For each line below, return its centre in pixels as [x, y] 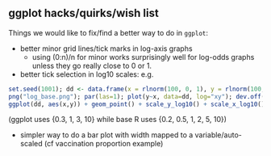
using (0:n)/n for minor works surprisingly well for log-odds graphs [143, 57]
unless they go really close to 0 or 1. [92, 65]
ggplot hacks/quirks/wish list [83, 13]
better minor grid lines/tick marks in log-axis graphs [106, 48]
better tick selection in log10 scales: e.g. [87, 74]
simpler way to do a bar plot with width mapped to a [106, 135]
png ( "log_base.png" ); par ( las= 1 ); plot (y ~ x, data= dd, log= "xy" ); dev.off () [138, 96]
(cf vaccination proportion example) [104, 144]
